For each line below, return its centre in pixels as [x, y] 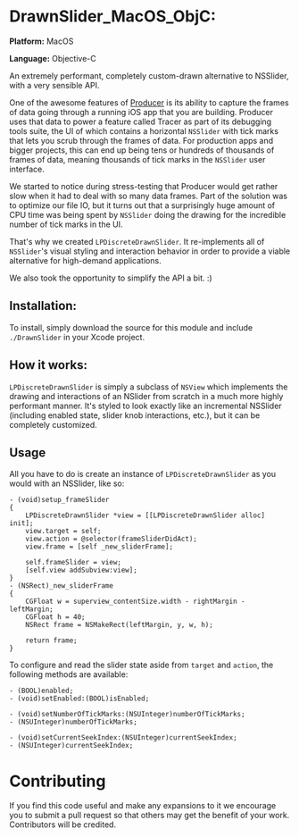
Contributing [58, 781]
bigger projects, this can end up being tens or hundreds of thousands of [142, 150]
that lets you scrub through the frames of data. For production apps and [141, 140]
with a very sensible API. [54, 85]
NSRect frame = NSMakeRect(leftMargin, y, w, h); [120, 625]
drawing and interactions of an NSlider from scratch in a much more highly [146, 396]
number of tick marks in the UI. [66, 224]
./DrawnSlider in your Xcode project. [77, 337]
